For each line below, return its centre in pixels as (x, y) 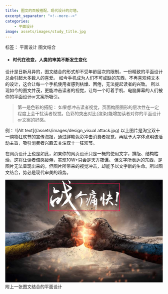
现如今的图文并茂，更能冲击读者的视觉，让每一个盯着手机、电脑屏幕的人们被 (84, 91)
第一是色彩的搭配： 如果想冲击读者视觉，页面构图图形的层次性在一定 (88, 107)
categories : (17, 21)
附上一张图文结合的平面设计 (34, 286)
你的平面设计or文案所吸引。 (34, 97)
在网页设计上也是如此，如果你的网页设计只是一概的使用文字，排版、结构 (79, 154)
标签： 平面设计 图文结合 (30, 47)
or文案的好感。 (33, 120)
